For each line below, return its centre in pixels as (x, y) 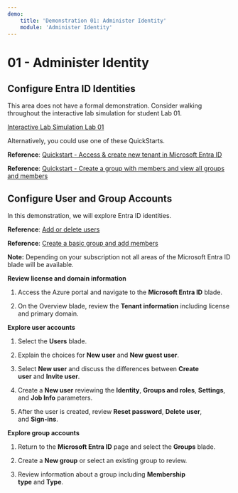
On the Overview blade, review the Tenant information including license (123, 306)
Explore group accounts (43, 433)
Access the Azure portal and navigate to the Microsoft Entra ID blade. (120, 292)
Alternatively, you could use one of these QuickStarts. (86, 141)
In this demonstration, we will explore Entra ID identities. (90, 216)
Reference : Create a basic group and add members (83, 244)
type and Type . (40, 482)
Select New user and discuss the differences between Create (108, 369)
